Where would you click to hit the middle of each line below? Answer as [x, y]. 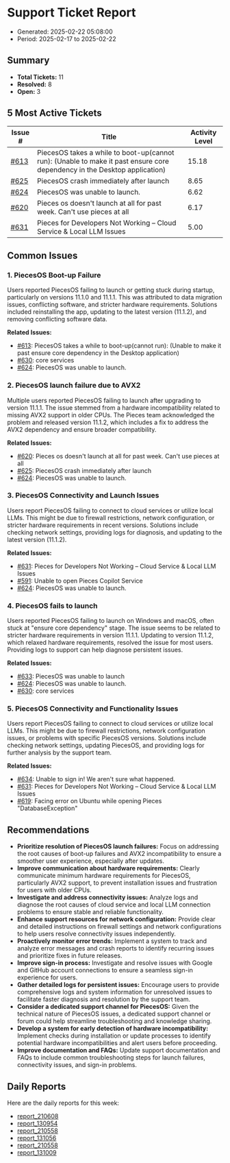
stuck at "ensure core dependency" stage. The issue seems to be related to [114, 628]
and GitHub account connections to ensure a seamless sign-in [105, 970]
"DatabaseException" [47, 808]
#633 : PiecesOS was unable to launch [71, 676]
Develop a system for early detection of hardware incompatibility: [113, 1029]
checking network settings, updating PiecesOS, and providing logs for [106, 746]
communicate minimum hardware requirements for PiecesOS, [104, 876]
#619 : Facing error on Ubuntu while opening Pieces [89, 801]
